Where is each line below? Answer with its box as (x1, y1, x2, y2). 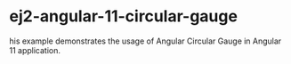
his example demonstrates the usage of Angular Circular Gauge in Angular (9, 36, 282, 46)
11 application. (9, 44, 61, 55)
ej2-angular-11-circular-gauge (9, 6, 238, 27)
